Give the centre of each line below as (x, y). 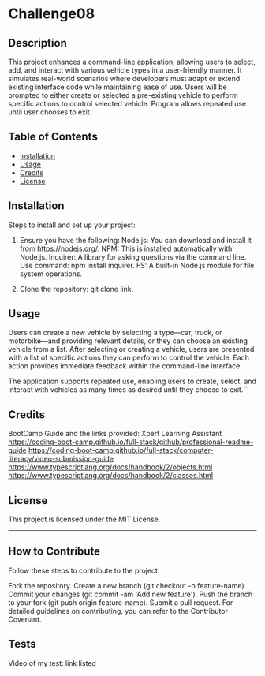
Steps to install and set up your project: (72, 225)
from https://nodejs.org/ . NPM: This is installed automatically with (126, 248)
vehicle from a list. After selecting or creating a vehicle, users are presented (131, 349)
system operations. (51, 274)
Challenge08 (52, 14)
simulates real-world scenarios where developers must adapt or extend (124, 78)
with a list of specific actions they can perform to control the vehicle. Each (129, 358)
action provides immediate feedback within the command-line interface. (125, 366)
